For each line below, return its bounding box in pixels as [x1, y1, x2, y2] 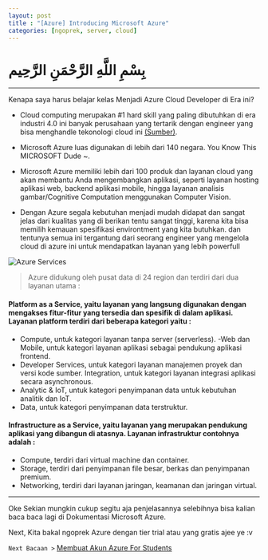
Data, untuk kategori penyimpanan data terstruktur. [19, 402, 188, 411]
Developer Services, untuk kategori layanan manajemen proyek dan [19, 359, 242, 369]
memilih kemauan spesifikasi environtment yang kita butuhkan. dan [19, 224, 242, 234]
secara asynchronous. [19, 376, 93, 386]
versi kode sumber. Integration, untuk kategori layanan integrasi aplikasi [19, 368, 257, 378]
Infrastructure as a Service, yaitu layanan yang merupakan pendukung [8, 420, 248, 430]
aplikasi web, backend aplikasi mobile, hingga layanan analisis [19, 184, 225, 193]
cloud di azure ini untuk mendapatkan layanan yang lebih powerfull [19, 241, 241, 252]
